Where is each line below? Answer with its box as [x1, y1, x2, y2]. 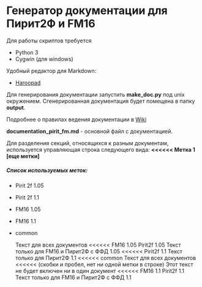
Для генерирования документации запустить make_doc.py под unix [6, 91, 185, 98]
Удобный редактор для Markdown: [6, 67, 97, 74]
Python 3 [15, 48, 39, 56]
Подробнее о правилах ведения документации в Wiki [6, 116, 147, 123]
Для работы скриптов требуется [6, 37, 92, 44]
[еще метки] [6, 152, 40, 160]
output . [6, 103, 26, 111]
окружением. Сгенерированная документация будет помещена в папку [6, 97, 195, 105]
